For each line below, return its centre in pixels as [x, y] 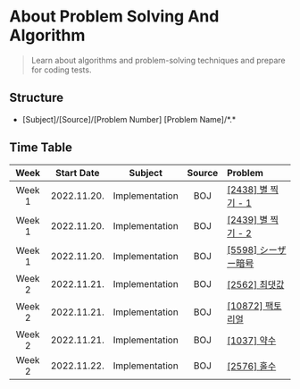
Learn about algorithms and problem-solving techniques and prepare [158, 60]
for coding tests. [61, 70]
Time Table [41, 148]
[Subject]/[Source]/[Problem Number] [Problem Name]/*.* [129, 119]
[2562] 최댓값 [255, 284]
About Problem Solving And [114, 17]
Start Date [77, 173]
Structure [37, 98]
